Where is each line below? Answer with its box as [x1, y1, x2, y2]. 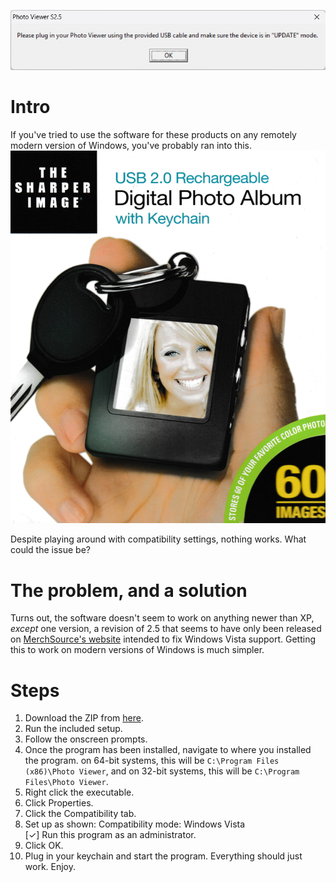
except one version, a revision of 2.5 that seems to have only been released [10, 623, 322, 635]
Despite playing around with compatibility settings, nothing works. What [10, 533, 307, 545]
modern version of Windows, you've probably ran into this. [10, 139, 253, 151]
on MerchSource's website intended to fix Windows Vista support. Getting [10, 633, 316, 645]
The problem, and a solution [10, 579, 248, 602]
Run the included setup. [24, 723, 123, 735]
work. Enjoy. [24, 861, 77, 873]
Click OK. [24, 840, 64, 852]
